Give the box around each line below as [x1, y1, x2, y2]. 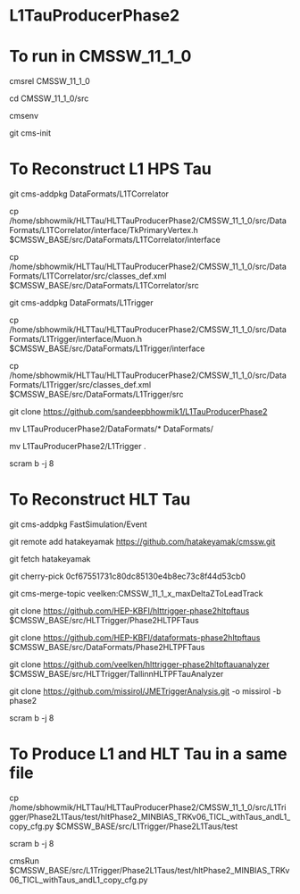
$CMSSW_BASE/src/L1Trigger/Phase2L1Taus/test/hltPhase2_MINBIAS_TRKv [9, 865, 290, 875]
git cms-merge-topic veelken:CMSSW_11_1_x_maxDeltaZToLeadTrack [9, 589, 263, 598]
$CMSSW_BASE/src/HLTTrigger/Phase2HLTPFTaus [9, 615, 199, 625]
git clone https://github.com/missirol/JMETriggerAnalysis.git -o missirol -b [9, 686, 281, 697]
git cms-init [9, 128, 52, 138]
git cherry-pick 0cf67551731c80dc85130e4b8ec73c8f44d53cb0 [9, 571, 246, 581]
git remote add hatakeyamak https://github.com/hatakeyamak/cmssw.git [9, 537, 276, 547]
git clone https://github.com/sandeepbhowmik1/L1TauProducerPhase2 [9, 406, 268, 417]
